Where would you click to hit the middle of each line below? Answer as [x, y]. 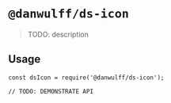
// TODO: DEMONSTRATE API [51, 91]
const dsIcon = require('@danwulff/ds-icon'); [86, 78]
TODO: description [58, 34]
